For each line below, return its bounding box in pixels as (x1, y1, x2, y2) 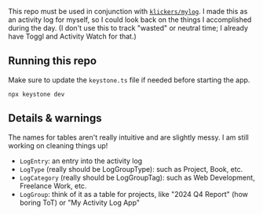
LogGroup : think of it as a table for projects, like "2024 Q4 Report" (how (19, 189, 249, 199)
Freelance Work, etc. (19, 180, 87, 191)
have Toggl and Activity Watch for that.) (8, 31, 137, 41)
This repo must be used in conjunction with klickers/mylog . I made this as (8, 7, 248, 16)
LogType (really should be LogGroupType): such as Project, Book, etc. (19, 164, 243, 173)
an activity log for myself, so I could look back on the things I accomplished (8, 15, 252, 24)
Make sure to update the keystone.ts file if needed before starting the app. (8, 75, 250, 85)
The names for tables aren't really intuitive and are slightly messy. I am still (8, 133, 249, 142)
